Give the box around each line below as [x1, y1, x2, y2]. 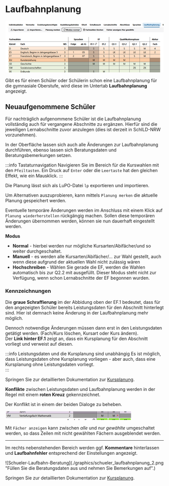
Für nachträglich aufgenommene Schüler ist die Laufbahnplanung [5, 116, 141, 122]
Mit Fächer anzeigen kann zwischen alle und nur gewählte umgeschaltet [5, 425, 155, 431]
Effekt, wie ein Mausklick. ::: [5, 173, 63, 179]
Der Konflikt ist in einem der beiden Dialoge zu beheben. [5, 401, 122, 407]
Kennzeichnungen [5, 288, 51, 295]
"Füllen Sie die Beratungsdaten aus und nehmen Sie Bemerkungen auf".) [5, 465, 156, 471]
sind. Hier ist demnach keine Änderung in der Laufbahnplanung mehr [5, 309, 148, 315]
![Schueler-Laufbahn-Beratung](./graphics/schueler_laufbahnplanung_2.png [5, 459, 164, 466]
